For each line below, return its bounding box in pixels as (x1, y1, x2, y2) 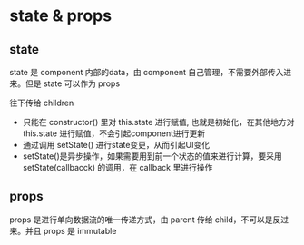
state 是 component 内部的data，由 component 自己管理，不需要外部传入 (9, 67, 284, 77)
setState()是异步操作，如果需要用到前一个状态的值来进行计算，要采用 (22, 151, 283, 162)
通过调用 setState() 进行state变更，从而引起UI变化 (22, 140, 211, 150)
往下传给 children (9, 97, 74, 108)
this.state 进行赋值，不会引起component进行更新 (22, 128, 206, 139)
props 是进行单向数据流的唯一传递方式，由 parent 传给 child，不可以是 (9, 214, 273, 225)
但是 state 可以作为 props (25, 78, 121, 89)
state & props (9, 5, 112, 26)
